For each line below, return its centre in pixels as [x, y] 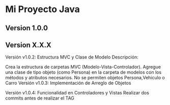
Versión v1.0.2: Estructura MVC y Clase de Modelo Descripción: [72, 57]
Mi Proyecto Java [43, 9]
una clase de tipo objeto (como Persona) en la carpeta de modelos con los [83, 72]
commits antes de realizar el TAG [40, 98]
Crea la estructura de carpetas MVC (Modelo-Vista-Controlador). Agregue [83, 67]
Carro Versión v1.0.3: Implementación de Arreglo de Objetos [68, 83]
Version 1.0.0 [27, 28]
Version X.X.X [29, 45]
